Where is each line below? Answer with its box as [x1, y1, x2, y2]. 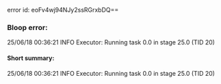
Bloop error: [7, 23, 48, 32]
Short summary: [7, 54, 55, 62]
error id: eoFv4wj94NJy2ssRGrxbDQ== [7, 6, 119, 14]
